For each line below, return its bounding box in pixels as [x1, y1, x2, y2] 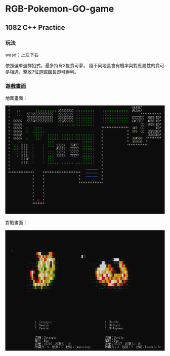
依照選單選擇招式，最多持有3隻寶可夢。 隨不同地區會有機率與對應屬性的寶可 [5, 62, 164, 68]
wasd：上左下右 [5, 52, 39, 58]
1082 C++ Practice [5, 23, 65, 32]
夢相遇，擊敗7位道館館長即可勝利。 [5, 69, 79, 75]
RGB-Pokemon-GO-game [5, 3, 114, 15]
